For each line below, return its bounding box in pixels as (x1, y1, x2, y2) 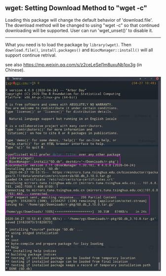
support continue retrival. (5, 52, 57, 58)
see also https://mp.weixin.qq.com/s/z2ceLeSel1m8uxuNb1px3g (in (5, 62, 142, 68)
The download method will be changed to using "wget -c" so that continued (5, 22, 160, 28)
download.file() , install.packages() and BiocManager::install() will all (5, 47, 153, 53)
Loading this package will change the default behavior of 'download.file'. (5, 17, 153, 23)
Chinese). (5, 67, 25, 73)
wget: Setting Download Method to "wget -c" (5, 4, 147, 12)
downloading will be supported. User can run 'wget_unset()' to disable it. (5, 27, 153, 34)
